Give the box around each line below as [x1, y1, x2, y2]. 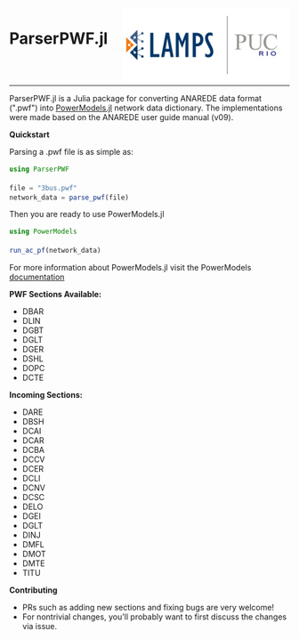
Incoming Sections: [9, 390, 83, 400]
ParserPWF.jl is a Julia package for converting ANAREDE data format [9, 93, 263, 103]
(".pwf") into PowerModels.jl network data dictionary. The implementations [9, 102, 283, 113]
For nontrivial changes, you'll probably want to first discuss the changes [21, 611, 287, 622]
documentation [9, 271, 65, 282]
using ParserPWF [9, 165, 69, 174]
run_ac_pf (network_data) [9, 247, 101, 255]
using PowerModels [9, 227, 77, 237]
